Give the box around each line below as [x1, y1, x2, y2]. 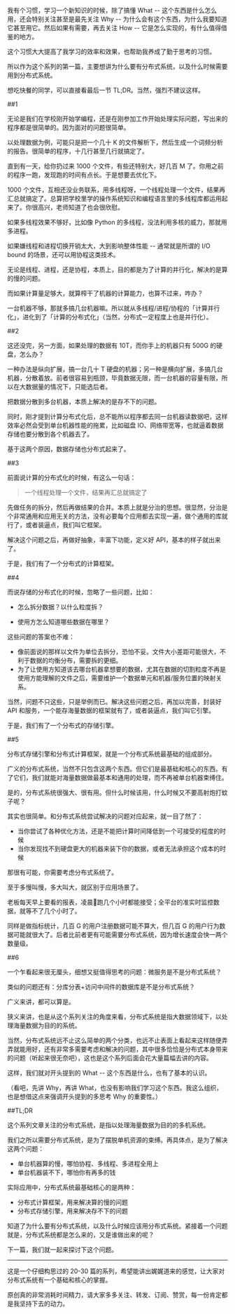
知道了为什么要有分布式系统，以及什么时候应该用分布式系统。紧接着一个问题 [7, 1222, 228, 1230]
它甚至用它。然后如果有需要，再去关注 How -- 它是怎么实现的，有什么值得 [7, 24, 222, 32]
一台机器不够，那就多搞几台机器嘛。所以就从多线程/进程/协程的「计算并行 [7, 304, 220, 312]
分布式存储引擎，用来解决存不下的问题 [17, 1207, 128, 1215]
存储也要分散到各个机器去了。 [7, 430, 93, 438]
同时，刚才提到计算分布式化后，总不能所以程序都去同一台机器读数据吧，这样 [7, 413, 228, 420]
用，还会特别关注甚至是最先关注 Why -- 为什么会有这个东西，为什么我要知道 [7, 15, 227, 23]
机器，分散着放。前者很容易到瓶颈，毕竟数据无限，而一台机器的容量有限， [7, 374, 222, 382]
